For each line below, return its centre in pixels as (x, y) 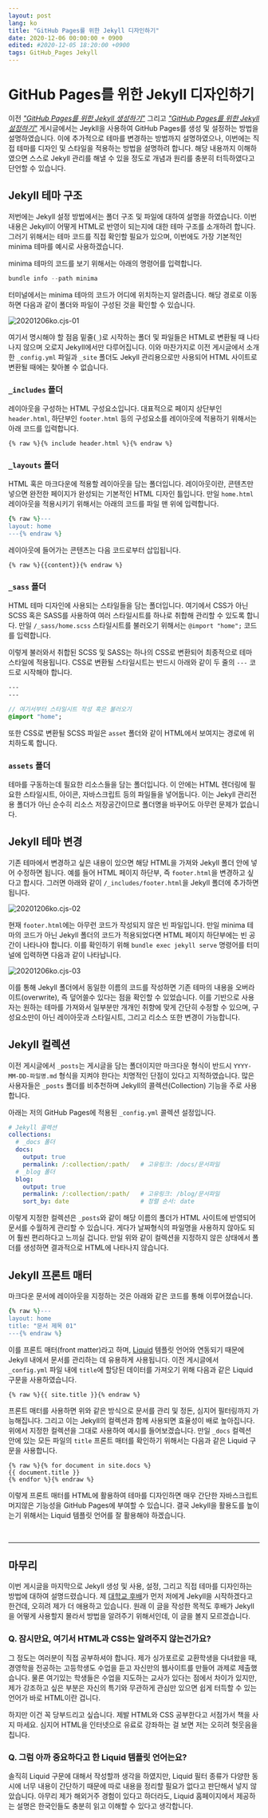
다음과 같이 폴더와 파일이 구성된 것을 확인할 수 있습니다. (109, 305)
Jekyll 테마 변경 (45, 842)
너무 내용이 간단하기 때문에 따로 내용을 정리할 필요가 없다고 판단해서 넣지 (136, 1786)
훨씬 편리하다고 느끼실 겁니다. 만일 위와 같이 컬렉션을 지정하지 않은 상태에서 (134, 1238)
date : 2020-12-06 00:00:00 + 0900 (66, 38)
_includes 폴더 (36, 389)
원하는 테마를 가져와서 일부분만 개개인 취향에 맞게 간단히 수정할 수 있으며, (137, 1007)
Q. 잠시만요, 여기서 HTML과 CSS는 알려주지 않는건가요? (110, 1639)
